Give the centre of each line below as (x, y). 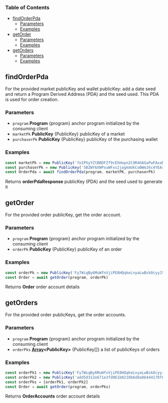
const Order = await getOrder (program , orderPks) (58, 387)
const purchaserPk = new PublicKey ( (43, 167)
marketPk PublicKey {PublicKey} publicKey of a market (68, 134)
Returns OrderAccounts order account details (52, 396)
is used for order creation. (32, 100)
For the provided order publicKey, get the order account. (63, 215)
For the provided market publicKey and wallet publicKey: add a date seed (80, 89)
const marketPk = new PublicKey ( (40, 163)
